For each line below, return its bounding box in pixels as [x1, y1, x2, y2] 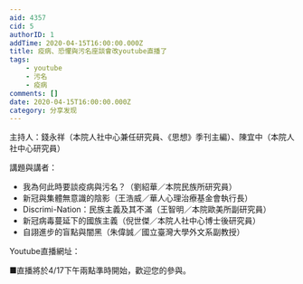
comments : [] [9, 89, 59, 98]
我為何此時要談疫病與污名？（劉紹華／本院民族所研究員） [22, 182, 237, 193]
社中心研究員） [9, 143, 65, 154]
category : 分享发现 [9, 106, 78, 115]
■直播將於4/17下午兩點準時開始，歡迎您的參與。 [9, 265, 192, 276]
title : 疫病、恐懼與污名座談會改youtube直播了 [9, 47, 167, 56]
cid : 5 [9, 22, 34, 31]
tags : [9, 55, 30, 64]
